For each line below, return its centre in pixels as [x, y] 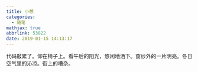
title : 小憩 [20, 11]
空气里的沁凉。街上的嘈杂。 [40, 63]
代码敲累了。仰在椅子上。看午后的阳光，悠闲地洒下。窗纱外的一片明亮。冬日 [99, 56]
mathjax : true [24, 28]
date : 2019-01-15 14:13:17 [39, 39]
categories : [21, 17]
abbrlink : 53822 [26, 33]
